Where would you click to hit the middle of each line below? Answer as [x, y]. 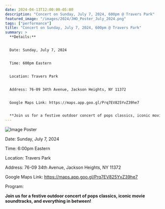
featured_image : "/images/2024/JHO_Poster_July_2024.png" [66, 19]
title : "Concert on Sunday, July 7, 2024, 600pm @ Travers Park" [73, 28]
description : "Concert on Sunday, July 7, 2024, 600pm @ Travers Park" [80, 14]
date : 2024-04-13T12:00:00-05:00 [39, 10]
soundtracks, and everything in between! [48, 201]
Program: [14, 186]
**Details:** [23, 37]
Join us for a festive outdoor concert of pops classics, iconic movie [75, 196]
